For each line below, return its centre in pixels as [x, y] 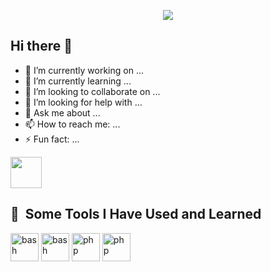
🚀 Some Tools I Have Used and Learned [136, 214]
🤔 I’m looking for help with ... [83, 102]
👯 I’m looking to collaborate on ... [92, 91]
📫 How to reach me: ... [72, 124]
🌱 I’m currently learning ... [78, 81]
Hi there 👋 [41, 46]
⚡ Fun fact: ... [52, 139]
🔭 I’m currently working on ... [84, 70]
